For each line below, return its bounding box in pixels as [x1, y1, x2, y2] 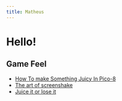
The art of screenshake [14, 81, 73, 88]
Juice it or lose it [14, 88, 56, 95]
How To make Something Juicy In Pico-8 [14, 75, 116, 82]
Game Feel [6, 59, 47, 70]
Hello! [6, 34, 37, 48]
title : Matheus [6, 8, 44, 15]
